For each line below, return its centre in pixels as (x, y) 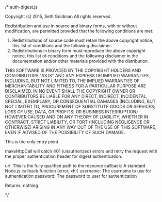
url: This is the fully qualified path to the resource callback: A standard (75, 166)
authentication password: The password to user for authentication (71, 176)
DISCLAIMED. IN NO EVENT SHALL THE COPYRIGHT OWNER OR (70, 91)
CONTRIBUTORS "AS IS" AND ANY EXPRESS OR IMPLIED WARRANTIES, (78, 76)
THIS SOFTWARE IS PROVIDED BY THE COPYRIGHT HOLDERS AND (73, 70)
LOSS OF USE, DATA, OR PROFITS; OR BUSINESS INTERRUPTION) (72, 112)
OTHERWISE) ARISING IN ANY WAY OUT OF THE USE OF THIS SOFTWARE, (81, 127)
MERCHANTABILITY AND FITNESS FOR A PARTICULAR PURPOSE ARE (76, 86)
